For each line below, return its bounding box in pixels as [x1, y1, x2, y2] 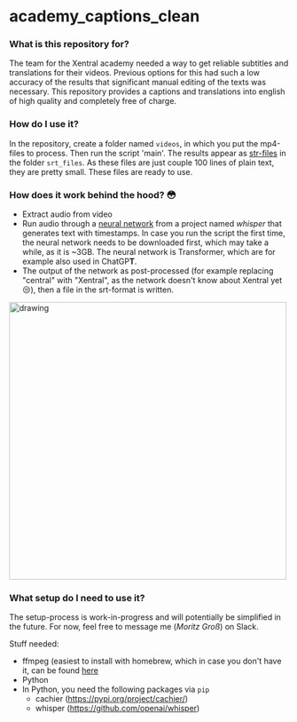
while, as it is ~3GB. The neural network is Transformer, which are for [21, 247, 277, 258]
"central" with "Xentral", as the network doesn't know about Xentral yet [21, 275, 282, 286]
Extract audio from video [21, 209, 113, 219]
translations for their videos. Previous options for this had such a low [9, 67, 260, 78]
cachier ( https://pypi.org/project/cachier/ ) [35, 694, 189, 704]
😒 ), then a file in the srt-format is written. [21, 284, 175, 295]
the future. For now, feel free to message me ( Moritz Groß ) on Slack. [9, 622, 259, 632]
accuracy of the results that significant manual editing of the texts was [9, 77, 267, 88]
